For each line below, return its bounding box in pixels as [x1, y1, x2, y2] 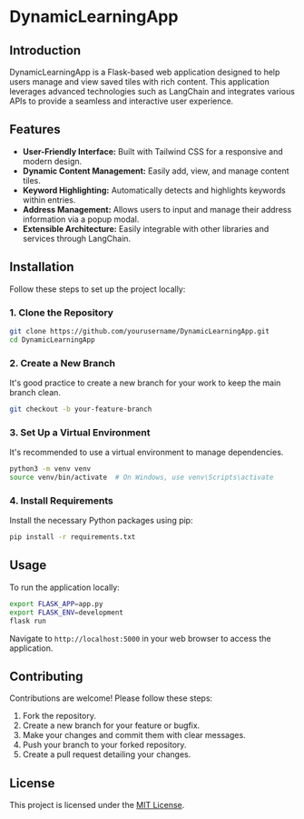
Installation [9, 259, 74, 275]
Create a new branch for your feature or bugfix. [22, 720, 201, 731]
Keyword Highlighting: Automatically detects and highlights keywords [22, 185, 286, 195]
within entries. [22, 194, 76, 205]
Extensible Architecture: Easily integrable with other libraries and [22, 223, 270, 234]
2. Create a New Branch [9, 356, 116, 369]
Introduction [9, 43, 82, 58]
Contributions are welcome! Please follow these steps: [9, 693, 213, 704]
